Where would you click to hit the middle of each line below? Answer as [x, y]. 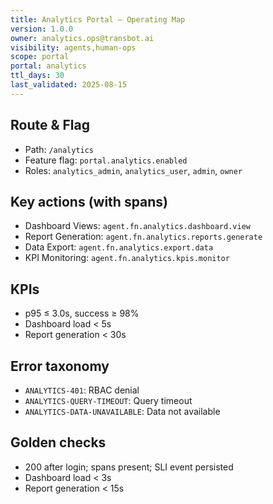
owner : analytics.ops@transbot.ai [82, 38]
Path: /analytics [59, 149]
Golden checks [58, 442]
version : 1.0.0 [42, 29]
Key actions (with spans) [89, 201]
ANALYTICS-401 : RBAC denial [82, 390]
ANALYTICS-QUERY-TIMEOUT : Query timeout [108, 400]
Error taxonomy [60, 366]
